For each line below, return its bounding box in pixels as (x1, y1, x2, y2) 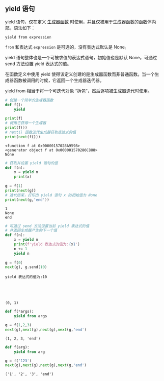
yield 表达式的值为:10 (5, 274, 47, 280)
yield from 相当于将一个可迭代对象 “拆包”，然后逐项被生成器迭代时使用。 (5, 88, 152, 94)
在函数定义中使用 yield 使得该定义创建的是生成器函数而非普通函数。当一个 (5, 71, 155, 77)
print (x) (14, 174, 32, 179)
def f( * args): (5, 309, 34, 314)
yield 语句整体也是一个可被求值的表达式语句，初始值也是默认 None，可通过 (5, 54, 157, 60)
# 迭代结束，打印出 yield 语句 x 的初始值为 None (5, 192, 98, 197)
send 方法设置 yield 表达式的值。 (5, 61, 72, 67)
